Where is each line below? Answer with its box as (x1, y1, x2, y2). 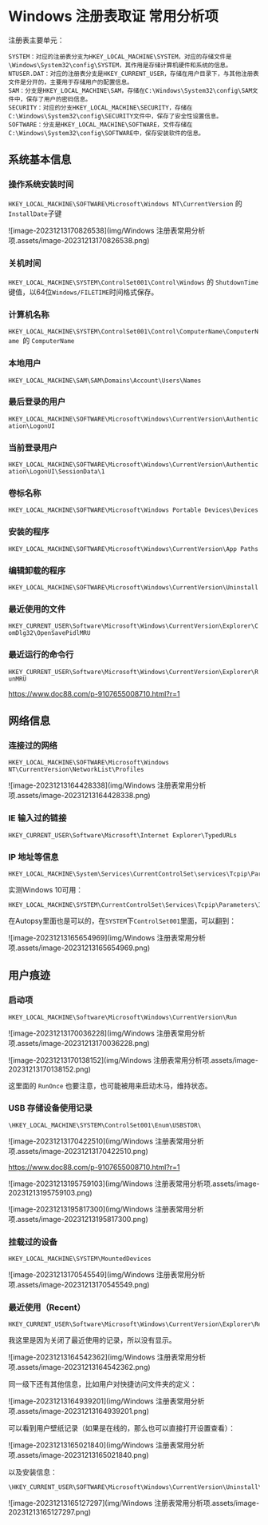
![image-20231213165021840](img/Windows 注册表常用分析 (8, 1440, 205, 1450)
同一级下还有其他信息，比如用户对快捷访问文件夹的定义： (8, 1379, 197, 1389)
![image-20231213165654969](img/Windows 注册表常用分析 (8, 932, 206, 942)
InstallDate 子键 (8, 209, 62, 218)
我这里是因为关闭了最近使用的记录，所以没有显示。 (8, 1335, 176, 1345)
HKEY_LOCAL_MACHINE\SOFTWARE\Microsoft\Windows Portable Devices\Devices (8, 506, 259, 514)
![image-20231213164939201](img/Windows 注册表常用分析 (8, 1396, 205, 1406)
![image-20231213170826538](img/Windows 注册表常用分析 (8, 226, 206, 235)
